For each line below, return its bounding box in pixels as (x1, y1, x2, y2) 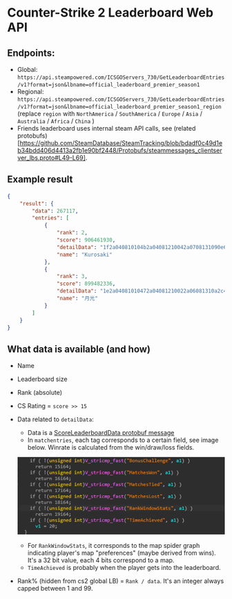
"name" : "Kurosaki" (56, 251, 113, 258)
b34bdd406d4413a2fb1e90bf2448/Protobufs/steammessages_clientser (17, 147, 222, 154)
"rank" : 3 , (56, 273, 88, 280)
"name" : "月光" (56, 295, 98, 302)
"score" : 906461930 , (56, 237, 116, 243)
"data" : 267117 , (32, 208, 79, 214)
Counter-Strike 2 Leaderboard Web (7, 5, 214, 21)
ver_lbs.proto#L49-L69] (17, 154, 86, 162)
